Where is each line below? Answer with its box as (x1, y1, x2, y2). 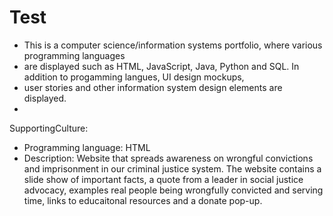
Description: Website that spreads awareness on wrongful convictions (23, 152, 314, 164)
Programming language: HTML (23, 141, 151, 153)
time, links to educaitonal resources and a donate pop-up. (23, 194, 263, 206)
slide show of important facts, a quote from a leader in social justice (23, 173, 304, 185)
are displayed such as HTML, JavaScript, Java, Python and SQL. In (23, 60, 300, 72)
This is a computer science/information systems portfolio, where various (23, 39, 323, 51)
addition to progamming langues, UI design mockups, (23, 71, 245, 83)
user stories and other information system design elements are (23, 81, 283, 93)
